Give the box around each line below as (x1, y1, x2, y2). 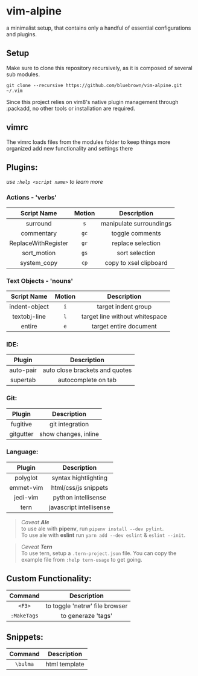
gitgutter (9, 429, 34, 438)
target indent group (97, 302, 152, 311)
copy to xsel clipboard (104, 258, 168, 267)
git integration (49, 420, 89, 428)
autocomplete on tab (57, 376, 117, 385)
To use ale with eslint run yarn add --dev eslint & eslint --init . (21, 531, 186, 539)
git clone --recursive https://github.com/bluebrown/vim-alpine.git (6, 82, 182, 88)
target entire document (91, 322, 157, 330)
